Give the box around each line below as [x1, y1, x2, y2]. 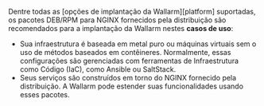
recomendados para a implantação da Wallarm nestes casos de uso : [8, 24, 234, 33]
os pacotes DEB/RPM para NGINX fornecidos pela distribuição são [8, 15, 227, 25]
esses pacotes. [19, 90, 70, 99]
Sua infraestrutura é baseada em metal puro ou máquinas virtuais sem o [19, 39, 257, 49]
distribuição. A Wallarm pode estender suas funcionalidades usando [19, 81, 244, 91]
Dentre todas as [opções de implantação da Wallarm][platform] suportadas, [8, 7, 256, 16]
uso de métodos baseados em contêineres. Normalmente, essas [19, 48, 231, 57]
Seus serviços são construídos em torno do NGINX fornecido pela [19, 73, 237, 82]
